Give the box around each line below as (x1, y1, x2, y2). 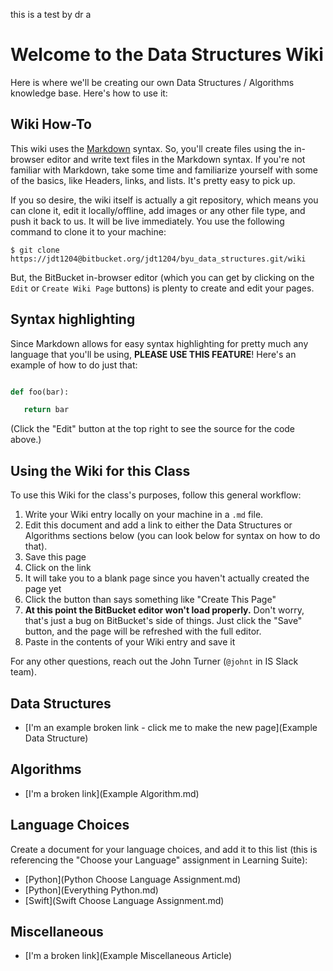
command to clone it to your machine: (10, 225, 167, 238)
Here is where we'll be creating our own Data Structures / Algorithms (10, 76, 295, 88)
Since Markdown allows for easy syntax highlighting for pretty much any (10, 337, 309, 349)
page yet (24, 583, 62, 595)
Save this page (24, 551, 87, 563)
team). (10, 666, 38, 678)
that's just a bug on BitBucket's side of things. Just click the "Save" (24, 615, 303, 627)
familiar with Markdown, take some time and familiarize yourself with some (10, 164, 318, 176)
